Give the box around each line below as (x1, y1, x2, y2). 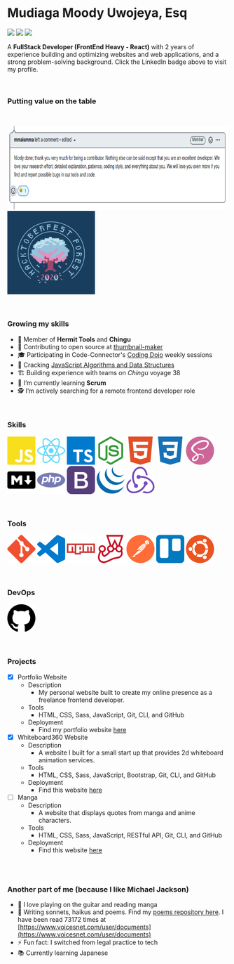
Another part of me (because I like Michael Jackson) (7, 884, 189, 894)
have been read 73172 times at (17, 916, 106, 924)
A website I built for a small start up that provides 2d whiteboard (38, 748, 224, 757)
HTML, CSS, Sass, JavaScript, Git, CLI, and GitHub (38, 710, 184, 719)
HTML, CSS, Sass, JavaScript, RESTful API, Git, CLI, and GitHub (38, 831, 223, 839)
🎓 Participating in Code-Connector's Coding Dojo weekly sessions (17, 350, 212, 359)
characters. (38, 816, 71, 824)
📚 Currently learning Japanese (17, 949, 109, 957)
